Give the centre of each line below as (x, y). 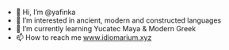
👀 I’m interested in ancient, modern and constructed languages (118, 20)
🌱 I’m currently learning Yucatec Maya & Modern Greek (106, 29)
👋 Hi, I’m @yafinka (46, 12)
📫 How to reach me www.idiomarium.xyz (84, 37)
